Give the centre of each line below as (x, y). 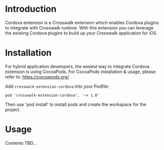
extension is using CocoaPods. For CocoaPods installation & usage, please (80, 72)
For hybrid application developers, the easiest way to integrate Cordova (77, 66)
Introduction (31, 9)
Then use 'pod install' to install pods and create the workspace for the (76, 104)
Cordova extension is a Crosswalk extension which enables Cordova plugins (82, 23)
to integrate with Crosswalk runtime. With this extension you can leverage (79, 27)
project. (13, 109)
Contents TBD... (21, 143)
